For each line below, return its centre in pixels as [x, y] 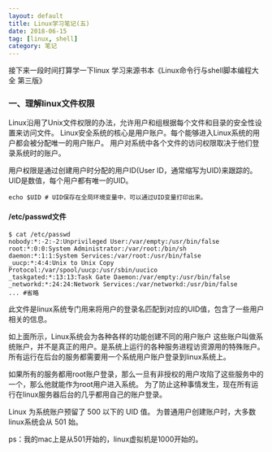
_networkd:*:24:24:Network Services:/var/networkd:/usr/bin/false [123, 284]
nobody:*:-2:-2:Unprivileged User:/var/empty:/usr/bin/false [114, 241]
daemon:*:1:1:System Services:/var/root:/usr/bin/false [105, 256]
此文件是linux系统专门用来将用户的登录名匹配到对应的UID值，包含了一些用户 [136, 309]
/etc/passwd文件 [37, 217]
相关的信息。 [30, 319]
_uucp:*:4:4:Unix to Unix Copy [61, 263]
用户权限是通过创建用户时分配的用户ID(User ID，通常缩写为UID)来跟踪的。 [133, 171]
